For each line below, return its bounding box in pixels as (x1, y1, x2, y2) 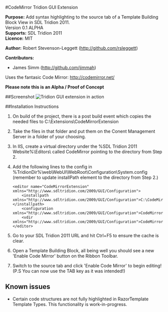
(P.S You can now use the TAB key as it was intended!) (12, 268, 125, 274)
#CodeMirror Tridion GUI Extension (5, 5, 78, 10)
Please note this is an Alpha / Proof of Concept (5, 84, 104, 90)
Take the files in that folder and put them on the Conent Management (12, 128, 155, 134)
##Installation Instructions (5, 103, 59, 110)
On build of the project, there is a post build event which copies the (12, 113, 151, 119)
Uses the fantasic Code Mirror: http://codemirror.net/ (5, 74, 115, 80)
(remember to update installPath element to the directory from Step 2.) (12, 174, 158, 180)
